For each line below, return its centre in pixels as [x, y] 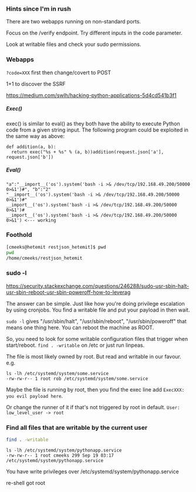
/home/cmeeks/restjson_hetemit [44, 258]
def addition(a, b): [31, 147]
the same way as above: [36, 136]
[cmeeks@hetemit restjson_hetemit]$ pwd [56, 247]
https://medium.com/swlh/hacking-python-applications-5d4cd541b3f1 [92, 95]
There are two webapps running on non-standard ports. [74, 22]
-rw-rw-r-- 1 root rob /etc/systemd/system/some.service [77, 379]
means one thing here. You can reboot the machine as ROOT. [80, 327]
